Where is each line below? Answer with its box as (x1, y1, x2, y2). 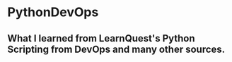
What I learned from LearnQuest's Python (7, 32, 196, 44)
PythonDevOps (7, 4, 99, 20)
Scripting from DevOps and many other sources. (7, 43, 226, 55)
